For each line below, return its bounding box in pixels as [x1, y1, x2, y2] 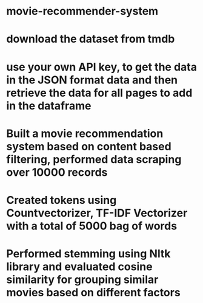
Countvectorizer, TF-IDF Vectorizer [6, 206, 188, 220]
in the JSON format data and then [6, 73, 178, 86]
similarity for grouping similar [6, 273, 159, 287]
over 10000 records [6, 165, 108, 179]
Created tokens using [6, 193, 117, 207]
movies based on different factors [6, 286, 181, 299]
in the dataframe [6, 99, 92, 113]
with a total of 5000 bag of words [6, 219, 178, 232]
